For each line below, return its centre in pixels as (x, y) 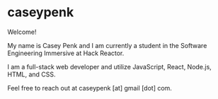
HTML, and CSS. (31, 74)
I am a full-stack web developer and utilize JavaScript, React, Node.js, (110, 66)
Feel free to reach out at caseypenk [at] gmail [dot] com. (90, 88)
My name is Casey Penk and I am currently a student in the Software (107, 45)
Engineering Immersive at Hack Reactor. (66, 53)
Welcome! (22, 32)
